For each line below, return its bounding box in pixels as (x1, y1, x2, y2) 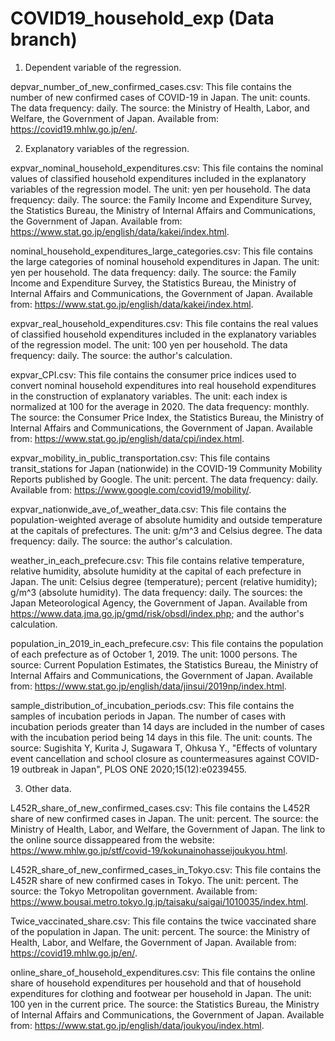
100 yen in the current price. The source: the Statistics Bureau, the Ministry (10, 998, 320, 1010)
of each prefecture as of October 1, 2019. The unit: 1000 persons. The (10, 648, 298, 660)
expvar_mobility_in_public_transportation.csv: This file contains (10, 452, 271, 464)
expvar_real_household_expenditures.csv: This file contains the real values (10, 317, 319, 329)
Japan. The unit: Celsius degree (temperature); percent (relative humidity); (10, 575, 318, 587)
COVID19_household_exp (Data (10, 7, 275, 30)
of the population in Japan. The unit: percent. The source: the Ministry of (10, 925, 311, 937)
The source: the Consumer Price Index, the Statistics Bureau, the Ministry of (10, 411, 325, 423)
